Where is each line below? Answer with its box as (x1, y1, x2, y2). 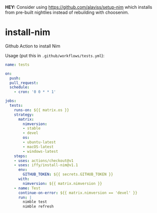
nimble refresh (23, 204, 54, 209)
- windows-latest (23, 149, 58, 154)
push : (9, 76, 21, 81)
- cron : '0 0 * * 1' (14, 89, 56, 94)
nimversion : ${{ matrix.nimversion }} (23, 181, 102, 186)
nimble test (23, 200, 48, 205)
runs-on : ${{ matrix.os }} (14, 107, 69, 113)
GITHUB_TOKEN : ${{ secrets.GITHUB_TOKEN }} (23, 172, 113, 177)
